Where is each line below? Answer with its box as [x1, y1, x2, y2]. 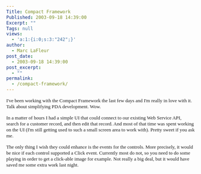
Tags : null [6, 25, 33, 32]
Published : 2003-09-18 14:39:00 [6, 14, 87, 20]
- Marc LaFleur [11, 48, 50, 54]
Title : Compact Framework [6, 8, 71, 15]
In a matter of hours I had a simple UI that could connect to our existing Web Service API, [6, 115, 182, 121]
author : [6, 42, 26, 48]
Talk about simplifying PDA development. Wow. [6, 103, 101, 109]
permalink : [6, 75, 33, 81]
